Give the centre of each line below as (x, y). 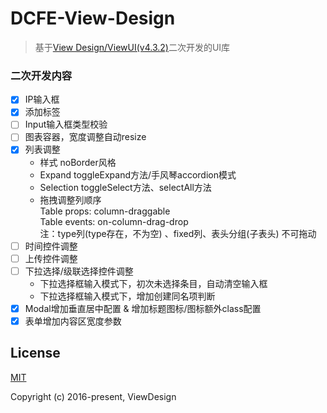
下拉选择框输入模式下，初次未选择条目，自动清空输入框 (153, 283)
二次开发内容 (41, 75)
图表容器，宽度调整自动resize (85, 137)
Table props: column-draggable (105, 211)
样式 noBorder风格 (78, 162)
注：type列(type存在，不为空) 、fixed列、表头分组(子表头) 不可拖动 (178, 233)
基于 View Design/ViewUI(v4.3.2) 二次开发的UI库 (132, 47)
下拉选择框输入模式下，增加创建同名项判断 (127, 296)
